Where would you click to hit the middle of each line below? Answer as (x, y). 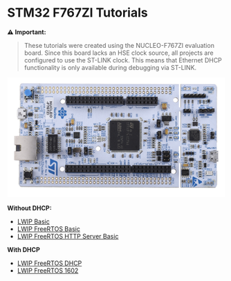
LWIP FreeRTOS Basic (49, 229)
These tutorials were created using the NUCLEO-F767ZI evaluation (119, 45)
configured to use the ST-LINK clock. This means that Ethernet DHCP (123, 60)
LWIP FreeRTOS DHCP (49, 263)
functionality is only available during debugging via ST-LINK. (110, 67)
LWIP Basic (33, 222)
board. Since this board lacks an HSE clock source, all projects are (119, 53)
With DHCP (24, 250)
